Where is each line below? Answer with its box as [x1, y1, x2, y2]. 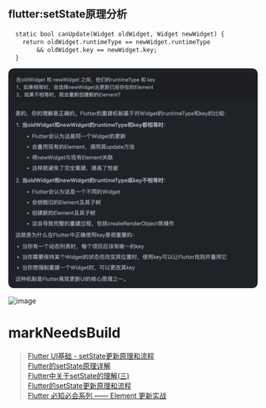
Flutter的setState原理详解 [27, 361, 111, 371]
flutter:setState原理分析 [8, 7, 127, 21]
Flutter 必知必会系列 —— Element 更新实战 [27, 391, 167, 401]
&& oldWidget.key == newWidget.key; [36, 46, 158, 54]
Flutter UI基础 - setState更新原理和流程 [27, 352, 154, 361]
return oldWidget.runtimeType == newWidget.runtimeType [22, 38, 211, 46]
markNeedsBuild [8, 324, 121, 342]
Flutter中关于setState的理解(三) [27, 371, 130, 381]
